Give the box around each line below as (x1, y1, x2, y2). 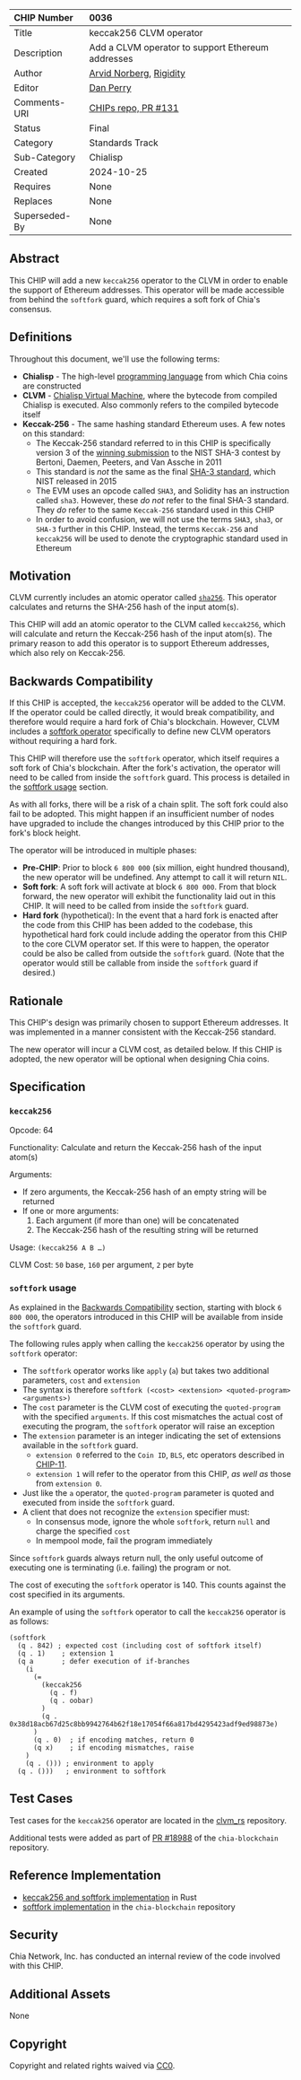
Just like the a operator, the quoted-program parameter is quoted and (21, 1488, 275, 1499)
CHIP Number (13, 12, 73, 23)
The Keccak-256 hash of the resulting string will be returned (35, 1224, 259, 1235)
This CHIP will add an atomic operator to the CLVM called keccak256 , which (9, 619, 286, 630)
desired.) (21, 967, 56, 978)
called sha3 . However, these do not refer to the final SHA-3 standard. (35, 494, 289, 505)
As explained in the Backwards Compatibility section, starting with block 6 (9, 1302, 282, 1313)
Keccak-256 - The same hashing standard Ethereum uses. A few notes (21, 418, 286, 429)
